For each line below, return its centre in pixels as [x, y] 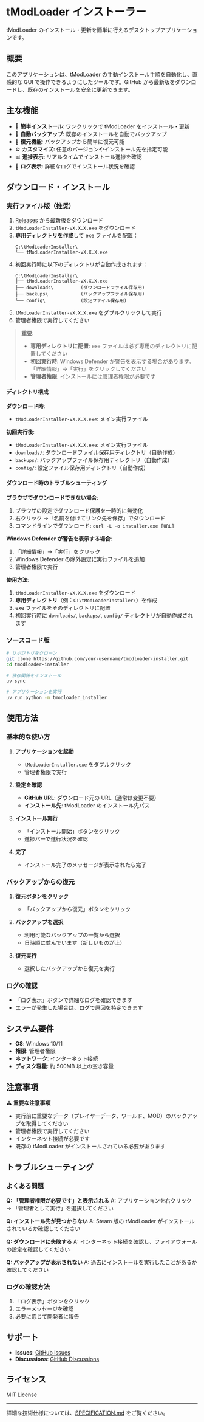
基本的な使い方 [28, 737]
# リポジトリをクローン [32, 653]
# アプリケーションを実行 [34, 692]
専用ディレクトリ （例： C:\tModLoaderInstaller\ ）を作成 [86, 600]
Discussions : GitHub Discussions [57, 1359]
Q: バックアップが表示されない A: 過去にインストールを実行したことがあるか [102, 1262]
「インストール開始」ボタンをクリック [72, 831]
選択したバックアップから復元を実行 [70, 968]
